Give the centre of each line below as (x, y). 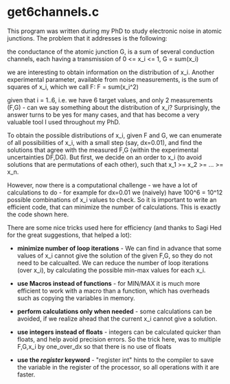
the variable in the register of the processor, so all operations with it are (118, 367)
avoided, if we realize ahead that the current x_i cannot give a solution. (117, 318)
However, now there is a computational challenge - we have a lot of (102, 185)
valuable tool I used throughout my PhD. (64, 122)
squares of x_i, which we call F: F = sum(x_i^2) (73, 87)
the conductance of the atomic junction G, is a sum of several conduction (111, 52)
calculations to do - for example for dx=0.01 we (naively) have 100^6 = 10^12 (115, 192)
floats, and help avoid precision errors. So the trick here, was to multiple (119, 339)
